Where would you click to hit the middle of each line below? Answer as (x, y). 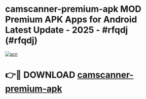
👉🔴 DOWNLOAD (40, 75)
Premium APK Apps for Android (71, 19)
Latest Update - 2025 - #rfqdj (67, 30)
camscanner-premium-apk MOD (73, 9)
